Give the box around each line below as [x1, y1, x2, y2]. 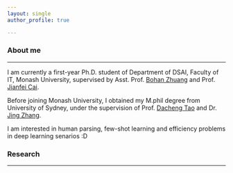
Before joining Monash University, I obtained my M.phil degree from [7, 96, 201, 104]
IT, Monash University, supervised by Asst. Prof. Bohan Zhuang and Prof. [7, 75, 216, 83]
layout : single [7, 10, 51, 17]
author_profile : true [7, 17, 70, 24]
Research [7, 149, 40, 158]
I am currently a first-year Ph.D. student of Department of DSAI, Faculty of [7, 67, 219, 76]
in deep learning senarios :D [7, 131, 88, 140]
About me [7, 46, 42, 56]
